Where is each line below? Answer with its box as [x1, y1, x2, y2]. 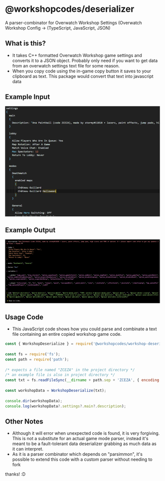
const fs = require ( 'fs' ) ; [5, 352, 60, 356]
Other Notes [5, 417, 43, 425]
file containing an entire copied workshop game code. [12, 331, 122, 337]
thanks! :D [5, 471, 26, 477]
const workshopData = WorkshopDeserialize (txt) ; [5, 388, 107, 393]
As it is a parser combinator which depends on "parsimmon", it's [12, 451, 143, 457]
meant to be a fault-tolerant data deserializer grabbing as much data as [12, 441, 157, 447]
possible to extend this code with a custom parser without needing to [12, 456, 153, 462]
